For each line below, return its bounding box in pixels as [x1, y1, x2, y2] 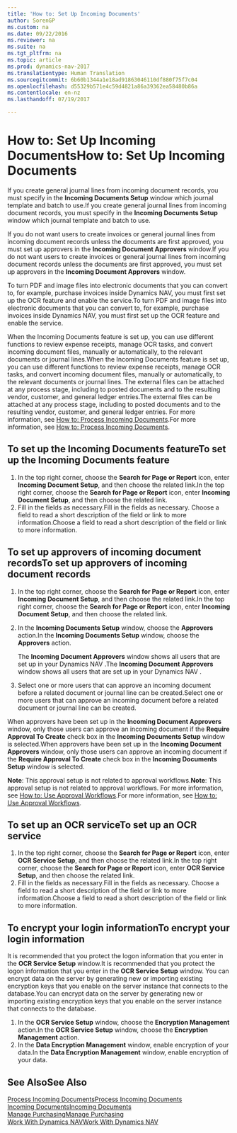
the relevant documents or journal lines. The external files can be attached [7, 377, 224, 386]
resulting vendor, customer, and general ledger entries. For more [7, 408, 196, 416]
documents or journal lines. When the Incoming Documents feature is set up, [7, 355, 230, 363]
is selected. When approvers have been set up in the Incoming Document [7, 740, 221, 748]
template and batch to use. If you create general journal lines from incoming [7, 201, 227, 209]
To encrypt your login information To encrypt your [7, 921, 230, 934]
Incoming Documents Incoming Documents [7, 1103, 132, 1111]
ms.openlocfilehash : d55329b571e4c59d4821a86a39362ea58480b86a [7, 83, 198, 90]
